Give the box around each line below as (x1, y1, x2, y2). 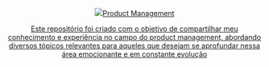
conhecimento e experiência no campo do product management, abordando (7, 33, 262, 41)
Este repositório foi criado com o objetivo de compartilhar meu (31, 24, 238, 33)
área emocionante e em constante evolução (61, 49, 208, 59)
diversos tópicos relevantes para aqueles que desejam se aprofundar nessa (8, 41, 261, 50)
